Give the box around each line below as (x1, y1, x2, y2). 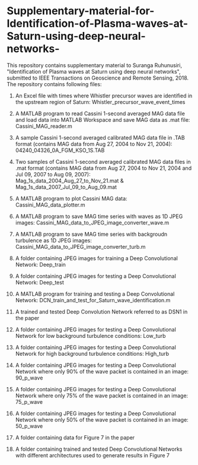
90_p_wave (15, 374, 43, 381)
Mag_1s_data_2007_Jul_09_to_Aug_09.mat (15, 183, 117, 191)
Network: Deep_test (15, 279, 64, 286)
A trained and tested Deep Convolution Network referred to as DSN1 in (15, 308, 188, 315)
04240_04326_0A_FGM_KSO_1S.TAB (15, 147, 105, 154)
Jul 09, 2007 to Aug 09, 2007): (15, 170, 91, 178)
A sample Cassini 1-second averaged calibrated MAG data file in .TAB (15, 134, 186, 141)
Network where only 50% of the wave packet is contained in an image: (15, 416, 189, 423)
